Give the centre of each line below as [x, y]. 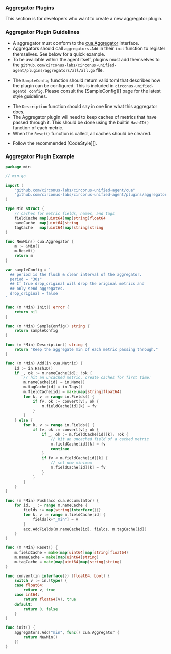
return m [24, 256]
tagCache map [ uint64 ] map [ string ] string [59, 228]
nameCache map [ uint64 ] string [47, 223]
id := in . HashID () [34, 368]
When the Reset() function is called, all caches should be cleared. [82, 133]
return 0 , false [41, 609]
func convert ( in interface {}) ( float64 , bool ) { [58, 576]
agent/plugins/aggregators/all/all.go [54, 70]
